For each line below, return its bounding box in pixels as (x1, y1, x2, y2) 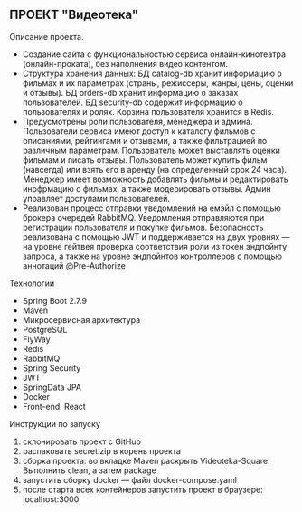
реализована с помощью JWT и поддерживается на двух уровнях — (22, 231, 290, 242)
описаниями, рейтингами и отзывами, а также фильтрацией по (22, 135, 268, 146)
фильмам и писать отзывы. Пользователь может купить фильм (22, 154, 268, 166)
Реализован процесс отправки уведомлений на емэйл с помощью (22, 203, 282, 213)
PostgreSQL (22, 324, 68, 335)
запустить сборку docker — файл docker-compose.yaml (22, 474, 238, 485)
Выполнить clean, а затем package (22, 465, 156, 476)
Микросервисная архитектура (22, 314, 141, 325)
